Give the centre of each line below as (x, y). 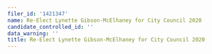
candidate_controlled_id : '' (51, 27)
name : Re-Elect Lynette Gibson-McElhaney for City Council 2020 (105, 20)
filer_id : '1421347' (38, 14)
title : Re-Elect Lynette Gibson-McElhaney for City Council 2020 (106, 40)
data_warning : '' (33, 33)
